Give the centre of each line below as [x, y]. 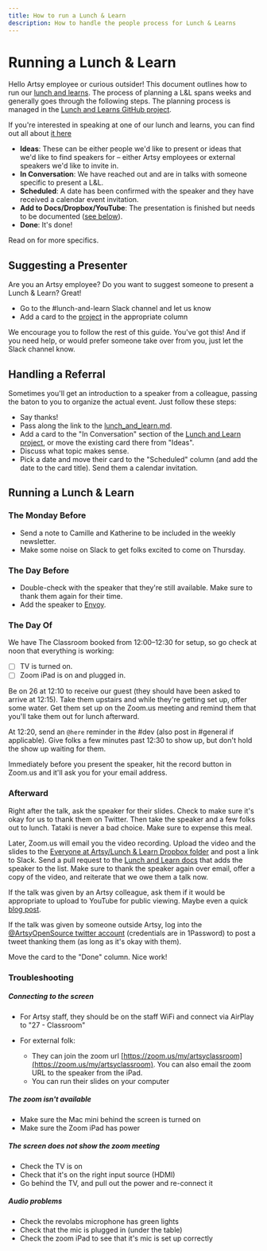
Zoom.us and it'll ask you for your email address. [88, 773]
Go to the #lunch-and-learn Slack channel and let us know [116, 309]
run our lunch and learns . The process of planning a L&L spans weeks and [130, 93]
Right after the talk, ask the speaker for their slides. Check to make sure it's [131, 810]
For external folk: [47, 1040]
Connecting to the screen [51, 997]
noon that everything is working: [61, 651]
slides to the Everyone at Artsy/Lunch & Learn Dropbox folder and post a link [133, 851]
